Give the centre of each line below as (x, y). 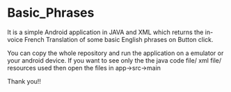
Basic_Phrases (51, 13)
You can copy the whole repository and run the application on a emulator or (115, 53)
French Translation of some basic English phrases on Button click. (119, 39)
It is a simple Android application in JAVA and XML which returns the (105, 32)
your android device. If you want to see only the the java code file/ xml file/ (114, 60)
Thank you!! (24, 81)
